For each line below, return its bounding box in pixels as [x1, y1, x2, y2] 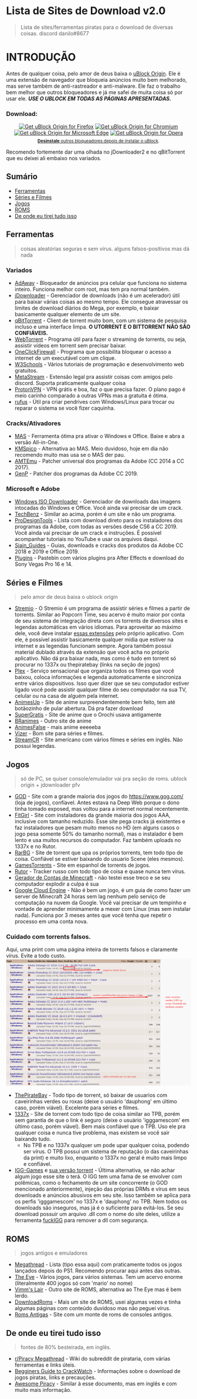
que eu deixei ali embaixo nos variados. [6, 154, 101, 161]
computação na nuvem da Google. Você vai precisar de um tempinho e [14, 899, 186, 906]
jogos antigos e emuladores [20, 1249, 88, 1257]
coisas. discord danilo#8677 [20, 29, 89, 37]
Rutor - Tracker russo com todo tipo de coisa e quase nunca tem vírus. [14, 868, 186, 875]
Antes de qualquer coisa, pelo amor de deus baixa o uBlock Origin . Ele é [6, 69, 181, 77]
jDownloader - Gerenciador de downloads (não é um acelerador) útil [14, 291, 180, 299]
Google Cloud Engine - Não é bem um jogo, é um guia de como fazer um [14, 887, 191, 894]
